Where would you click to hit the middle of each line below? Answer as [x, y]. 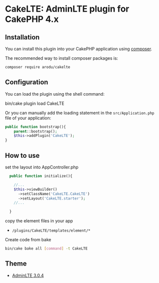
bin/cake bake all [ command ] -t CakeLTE [47, 249]
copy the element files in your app [39, 221]
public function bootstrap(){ [36, 127]
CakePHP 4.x [32, 19]
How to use [22, 156]
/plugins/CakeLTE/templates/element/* [51, 231]
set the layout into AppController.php [42, 167]
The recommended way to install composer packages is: [62, 58]
